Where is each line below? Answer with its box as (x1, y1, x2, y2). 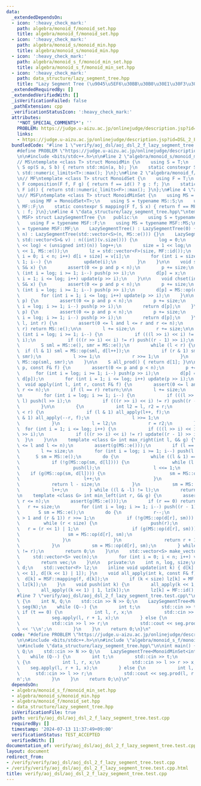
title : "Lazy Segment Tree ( (17, 81, 90, 87)
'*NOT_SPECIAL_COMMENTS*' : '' (17, 120, 93, 126)
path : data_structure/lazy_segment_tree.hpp (17, 75, 130, 81)
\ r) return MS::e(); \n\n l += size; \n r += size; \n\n (17, 325, 194, 332)
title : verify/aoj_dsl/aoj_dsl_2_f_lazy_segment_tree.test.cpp (6, 770, 167, 776)
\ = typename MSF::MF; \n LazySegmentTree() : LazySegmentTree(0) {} (17, 226, 199, 231)
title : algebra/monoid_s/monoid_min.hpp (17, 48, 119, 54)
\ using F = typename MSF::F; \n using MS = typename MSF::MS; (17, 220, 191, 226)
